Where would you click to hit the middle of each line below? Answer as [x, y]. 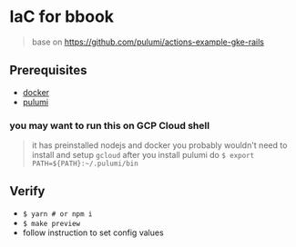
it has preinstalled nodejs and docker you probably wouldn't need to [159, 145]
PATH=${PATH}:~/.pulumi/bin [85, 164]
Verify [27, 191]
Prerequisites [48, 70]
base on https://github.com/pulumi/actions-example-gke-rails [148, 42]
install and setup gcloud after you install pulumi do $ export [143, 155]
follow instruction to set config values [93, 232]
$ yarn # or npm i [57, 214]
